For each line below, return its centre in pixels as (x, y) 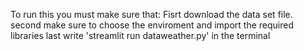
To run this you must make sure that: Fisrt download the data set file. (151, 14)
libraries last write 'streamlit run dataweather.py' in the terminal (140, 35)
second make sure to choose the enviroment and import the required (152, 25)
